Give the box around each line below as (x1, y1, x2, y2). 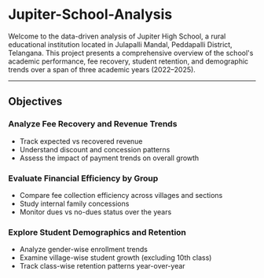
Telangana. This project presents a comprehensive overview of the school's (8, 48, 254, 57)
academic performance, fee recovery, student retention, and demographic (8, 57, 249, 66)
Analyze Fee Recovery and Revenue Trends (8, 119, 178, 130)
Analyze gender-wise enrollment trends (19, 245, 148, 254)
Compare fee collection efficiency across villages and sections (19, 190, 223, 199)
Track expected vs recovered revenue (19, 136, 143, 146)
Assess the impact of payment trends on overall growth (19, 153, 200, 163)
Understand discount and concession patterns (19, 144, 170, 154)
